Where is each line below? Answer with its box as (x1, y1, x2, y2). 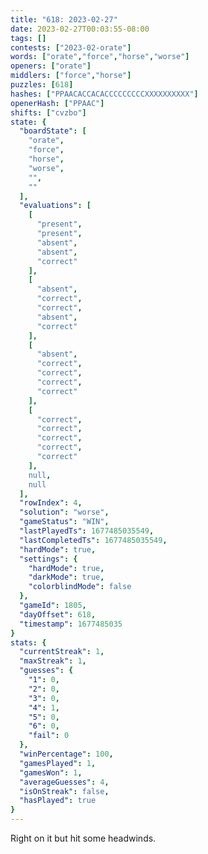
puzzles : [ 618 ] (10, 80, 74, 90)
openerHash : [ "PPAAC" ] (10, 98, 105, 108)
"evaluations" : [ (19, 201, 92, 211)
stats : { (10, 637, 47, 648)
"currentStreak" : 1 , (19, 647, 105, 657)
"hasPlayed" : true (19, 796, 97, 806)
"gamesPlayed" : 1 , (19, 758, 97, 768)
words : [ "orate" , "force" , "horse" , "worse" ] (10, 52, 190, 62)
